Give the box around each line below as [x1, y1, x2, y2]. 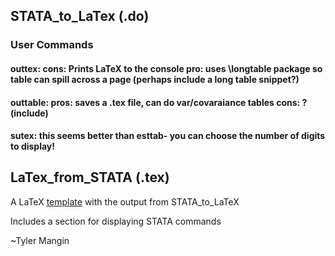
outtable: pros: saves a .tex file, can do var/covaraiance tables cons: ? [10, 96, 308, 108]
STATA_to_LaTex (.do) [10, 8, 150, 25]
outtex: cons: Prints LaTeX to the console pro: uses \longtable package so [10, 62, 323, 74]
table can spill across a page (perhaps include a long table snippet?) [10, 73, 300, 85]
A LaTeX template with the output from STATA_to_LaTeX [10, 195, 240, 208]
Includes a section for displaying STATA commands [10, 215, 222, 227]
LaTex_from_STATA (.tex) [10, 169, 170, 186]
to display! [10, 140, 56, 153]
